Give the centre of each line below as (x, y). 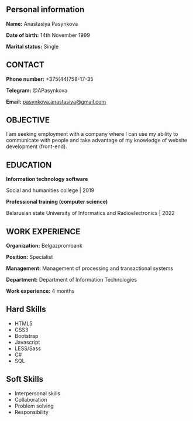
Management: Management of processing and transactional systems (90, 268)
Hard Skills (26, 309)
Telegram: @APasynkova (37, 90)
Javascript (27, 342)
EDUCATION (29, 165)
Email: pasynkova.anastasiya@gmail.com (56, 101)
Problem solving (34, 406)
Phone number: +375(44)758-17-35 (50, 79)
